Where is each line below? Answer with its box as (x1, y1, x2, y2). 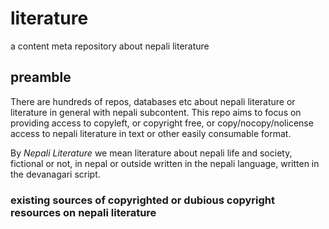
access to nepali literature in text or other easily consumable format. (10, 127, 292, 139)
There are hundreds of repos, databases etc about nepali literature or (10, 95, 296, 107)
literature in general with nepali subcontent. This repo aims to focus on (10, 106, 302, 118)
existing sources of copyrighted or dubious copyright (10, 193, 276, 207)
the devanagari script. (10, 168, 101, 180)
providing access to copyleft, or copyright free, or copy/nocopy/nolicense (10, 117, 314, 129)
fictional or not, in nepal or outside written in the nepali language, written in (10, 157, 320, 169)
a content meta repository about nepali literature (10, 40, 210, 52)
